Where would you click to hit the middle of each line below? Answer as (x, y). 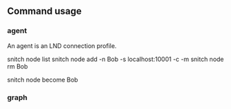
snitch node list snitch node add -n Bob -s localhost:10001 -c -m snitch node (116, 59)
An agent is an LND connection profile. (62, 46)
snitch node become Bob (43, 80)
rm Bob (18, 66)
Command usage (45, 11)
